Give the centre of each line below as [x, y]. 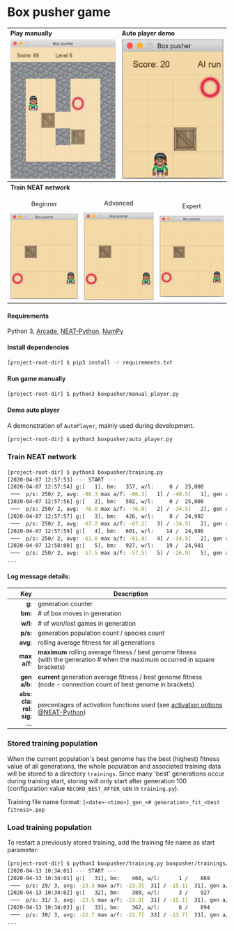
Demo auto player [33, 410]
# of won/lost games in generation [87, 623]
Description [131, 594]
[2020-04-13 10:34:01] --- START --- [62, 871]
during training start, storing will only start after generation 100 [97, 780]
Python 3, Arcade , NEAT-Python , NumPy [65, 331]
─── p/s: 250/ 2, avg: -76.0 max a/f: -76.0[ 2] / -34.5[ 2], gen [116, 509]
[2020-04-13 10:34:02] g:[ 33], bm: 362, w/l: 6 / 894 [109, 908]
